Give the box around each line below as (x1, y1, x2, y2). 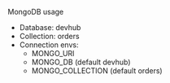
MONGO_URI (31, 49, 75, 58)
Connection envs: (19, 40, 79, 50)
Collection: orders (19, 32, 80, 41)
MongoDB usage (7, 7, 64, 16)
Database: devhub (19, 23, 81, 32)
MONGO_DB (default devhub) (31, 57, 131, 67)
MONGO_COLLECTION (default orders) (31, 66, 163, 76)
